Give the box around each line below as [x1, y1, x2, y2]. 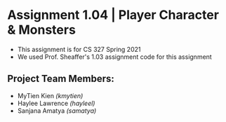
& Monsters [7, 22, 76, 38]
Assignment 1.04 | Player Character [7, 7, 220, 23]
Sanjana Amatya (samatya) [17, 106, 97, 115]
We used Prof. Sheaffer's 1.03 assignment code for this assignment [17, 53, 212, 61]
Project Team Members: [7, 73, 114, 85]
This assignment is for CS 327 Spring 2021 [17, 45, 141, 53]
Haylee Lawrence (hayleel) [17, 99, 95, 107]
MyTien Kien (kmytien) [17, 91, 84, 100]
